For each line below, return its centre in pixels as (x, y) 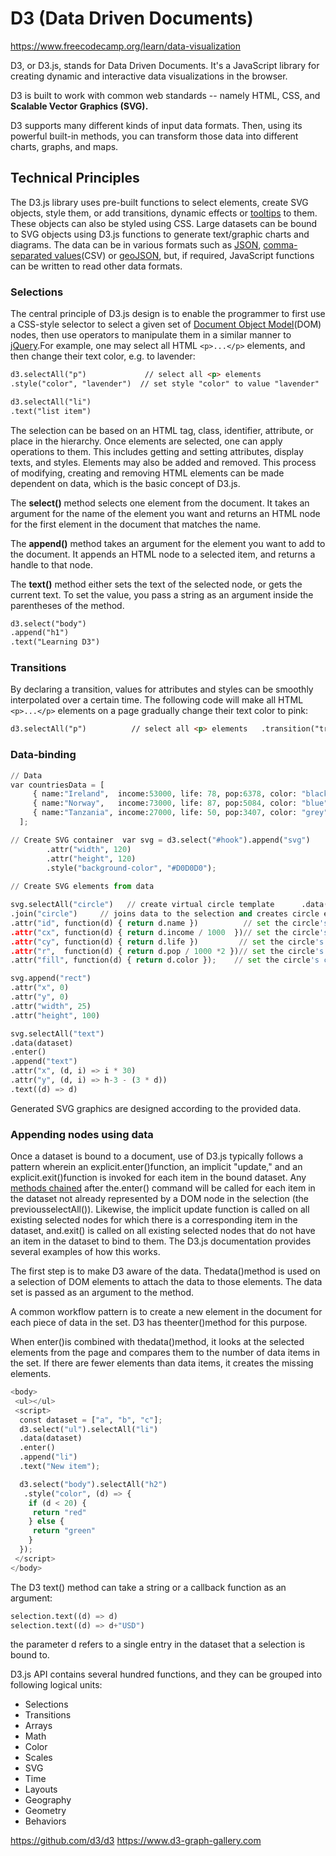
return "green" (64, 1531)
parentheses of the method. (67, 605)
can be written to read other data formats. (96, 266)
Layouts (41, 1789)
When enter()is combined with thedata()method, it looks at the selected (157, 1342)
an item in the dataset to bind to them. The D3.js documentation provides (161, 1241)
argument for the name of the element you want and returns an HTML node (165, 513)
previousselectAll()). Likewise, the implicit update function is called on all (160, 1209)
